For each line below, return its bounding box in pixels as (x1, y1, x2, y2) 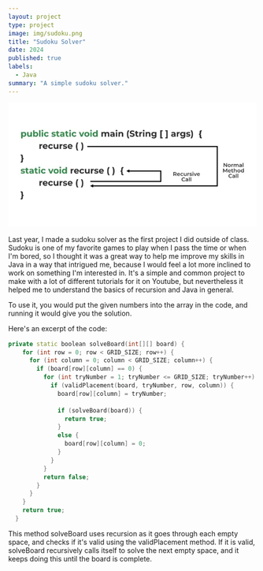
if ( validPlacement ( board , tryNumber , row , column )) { (50, 382, 235, 390)
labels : (8, 63, 34, 71)
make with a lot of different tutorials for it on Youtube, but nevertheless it (8, 276, 244, 285)
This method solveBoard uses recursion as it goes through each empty (8, 528, 239, 538)
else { (57, 431, 80, 439)
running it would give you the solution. (8, 308, 132, 318)
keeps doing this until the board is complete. (8, 554, 152, 563)
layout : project (8, 13, 61, 21)
